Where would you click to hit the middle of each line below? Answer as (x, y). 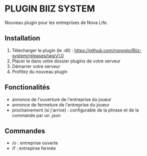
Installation (22, 38)
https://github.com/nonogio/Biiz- (108, 50)
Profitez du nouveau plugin (40, 71)
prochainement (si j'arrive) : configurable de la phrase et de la (75, 110)
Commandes (25, 131)
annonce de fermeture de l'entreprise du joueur (61, 104)
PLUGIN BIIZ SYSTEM (50, 9)
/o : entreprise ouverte (35, 143)
